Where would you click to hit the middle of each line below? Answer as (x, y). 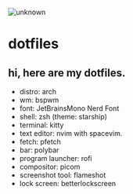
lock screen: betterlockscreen (68, 183)
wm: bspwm (39, 100)
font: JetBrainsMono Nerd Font (69, 108)
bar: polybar (39, 150)
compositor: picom (50, 167)
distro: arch (38, 92)
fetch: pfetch (40, 142)
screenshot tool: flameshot (63, 175)
